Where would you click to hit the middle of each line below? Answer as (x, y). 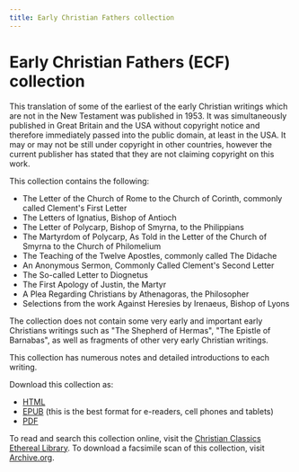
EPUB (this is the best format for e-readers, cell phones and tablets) (148, 411)
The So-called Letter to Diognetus (85, 274)
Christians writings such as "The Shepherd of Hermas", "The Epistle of (140, 330)
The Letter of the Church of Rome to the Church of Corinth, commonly (152, 198)
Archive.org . (32, 457)
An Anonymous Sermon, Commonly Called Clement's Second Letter (148, 265)
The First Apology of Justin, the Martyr (94, 284)
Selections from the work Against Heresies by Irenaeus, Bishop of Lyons (156, 303)
